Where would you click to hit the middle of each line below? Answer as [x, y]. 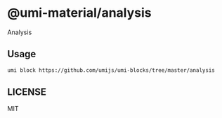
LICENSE [27, 92]
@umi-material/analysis [80, 13]
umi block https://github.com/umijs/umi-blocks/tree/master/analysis [111, 70]
